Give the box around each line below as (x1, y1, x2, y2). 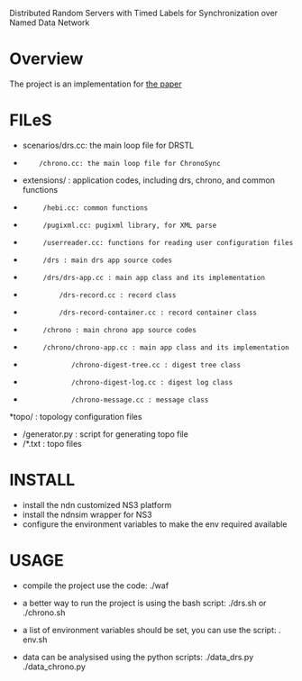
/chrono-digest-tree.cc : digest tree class (70, 360, 242, 369)
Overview (9, 49, 84, 69)
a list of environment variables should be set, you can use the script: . (22, 624, 281, 635)
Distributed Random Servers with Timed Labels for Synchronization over (9, 8, 278, 18)
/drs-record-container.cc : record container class (59, 308, 258, 317)
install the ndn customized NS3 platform (22, 499, 172, 510)
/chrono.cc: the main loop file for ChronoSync (39, 159, 221, 168)
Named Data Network (9, 17, 90, 28)
